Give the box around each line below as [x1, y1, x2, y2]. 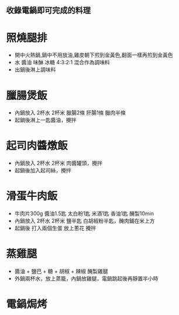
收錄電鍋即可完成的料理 [6, 5, 91, 16]
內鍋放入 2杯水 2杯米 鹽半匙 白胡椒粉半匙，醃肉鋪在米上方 [14, 217, 155, 224]
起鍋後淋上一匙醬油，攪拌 [14, 116, 77, 124]
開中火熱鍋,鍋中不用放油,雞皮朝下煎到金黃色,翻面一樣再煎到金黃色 [14, 51, 173, 58]
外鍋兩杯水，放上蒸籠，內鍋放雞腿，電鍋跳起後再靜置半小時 [14, 275, 159, 282]
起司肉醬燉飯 [6, 139, 68, 153]
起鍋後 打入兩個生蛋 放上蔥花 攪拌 [14, 224, 97, 232]
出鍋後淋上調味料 [14, 66, 56, 73]
